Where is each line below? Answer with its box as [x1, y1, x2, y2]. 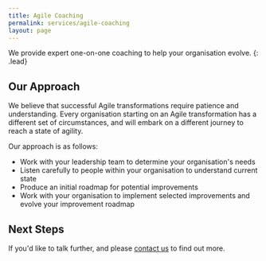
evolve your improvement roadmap [19, 200, 135, 209]
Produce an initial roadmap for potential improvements [19, 182, 199, 192]
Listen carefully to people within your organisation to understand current [19, 166, 258, 175]
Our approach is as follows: [8, 142, 98, 151]
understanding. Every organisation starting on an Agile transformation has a [8, 109, 257, 119]
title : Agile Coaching [8, 11, 84, 20]
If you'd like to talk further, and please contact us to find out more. [8, 243, 225, 253]
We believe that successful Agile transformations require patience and [8, 101, 239, 111]
